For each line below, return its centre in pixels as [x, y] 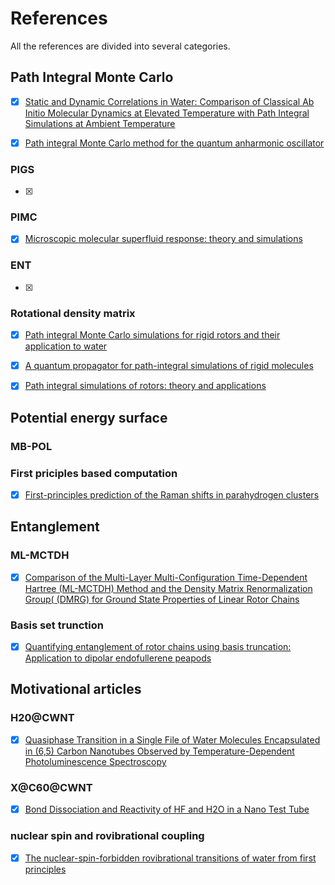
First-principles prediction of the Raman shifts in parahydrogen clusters [172, 494]
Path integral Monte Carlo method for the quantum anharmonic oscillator [174, 143]
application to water [66, 346]
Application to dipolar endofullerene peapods [118, 658]
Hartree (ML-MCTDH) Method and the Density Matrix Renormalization [168, 588]
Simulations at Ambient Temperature [100, 123]
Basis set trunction [57, 625]
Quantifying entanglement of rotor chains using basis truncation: [158, 647]
